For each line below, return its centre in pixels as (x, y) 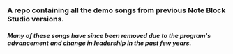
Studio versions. (36, 19)
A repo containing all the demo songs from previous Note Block (116, 10)
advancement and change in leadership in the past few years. (99, 43)
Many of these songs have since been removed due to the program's (109, 35)
